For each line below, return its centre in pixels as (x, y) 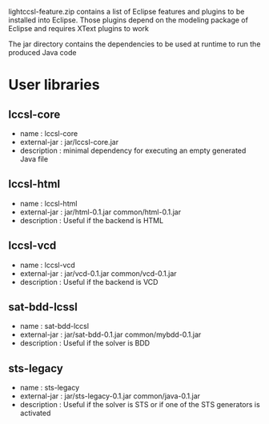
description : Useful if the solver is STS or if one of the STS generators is (140, 405)
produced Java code (42, 52)
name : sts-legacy (50, 388)
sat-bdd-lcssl (43, 307)
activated (35, 413)
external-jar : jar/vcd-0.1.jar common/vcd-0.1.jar (98, 273)
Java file (34, 159)
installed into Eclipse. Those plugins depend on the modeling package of (128, 20)
